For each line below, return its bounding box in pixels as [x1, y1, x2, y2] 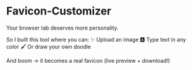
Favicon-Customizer [6, 4, 112, 18]
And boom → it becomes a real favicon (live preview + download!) [6, 57, 170, 64]
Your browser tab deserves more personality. [6, 24, 119, 31]
